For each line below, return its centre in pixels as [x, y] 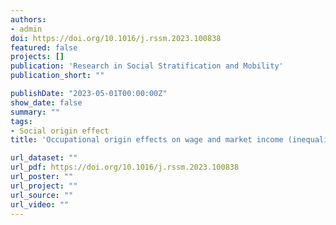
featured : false [44, 47]
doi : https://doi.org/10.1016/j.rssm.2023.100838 [116, 38]
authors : [28, 19]
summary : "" [35, 112]
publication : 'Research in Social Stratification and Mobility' [147, 66]
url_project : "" [44, 186]
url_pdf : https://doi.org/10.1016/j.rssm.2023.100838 [125, 167]
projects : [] [37, 57]
